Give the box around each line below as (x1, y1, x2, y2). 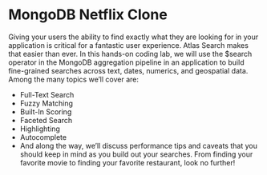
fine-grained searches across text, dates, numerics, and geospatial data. (8, 66, 249, 75)
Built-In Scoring (19, 106, 72, 117)
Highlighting (19, 124, 60, 133)
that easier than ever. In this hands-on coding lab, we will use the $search (8, 49, 253, 58)
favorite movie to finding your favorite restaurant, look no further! (19, 157, 236, 167)
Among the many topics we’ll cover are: (8, 74, 139, 84)
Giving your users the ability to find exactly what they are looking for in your (8, 32, 259, 42)
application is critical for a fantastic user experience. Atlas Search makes (8, 40, 249, 50)
